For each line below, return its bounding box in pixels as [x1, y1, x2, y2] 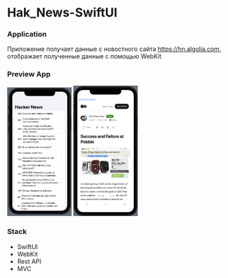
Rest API [16, 257, 42, 266]
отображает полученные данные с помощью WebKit [7, 52, 162, 61]
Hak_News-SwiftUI [7, 5, 118, 21]
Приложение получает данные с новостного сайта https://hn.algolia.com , [7, 45, 222, 53]
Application [7, 30, 47, 39]
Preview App [7, 69, 51, 79]
